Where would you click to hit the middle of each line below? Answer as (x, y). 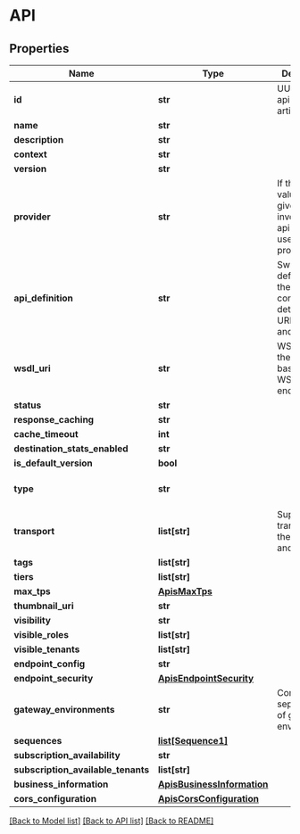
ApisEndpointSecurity (206, 678)
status (28, 405)
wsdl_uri (32, 368)
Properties (39, 49)
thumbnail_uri (44, 606)
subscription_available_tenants (82, 770)
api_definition (44, 298)
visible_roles (42, 635)
